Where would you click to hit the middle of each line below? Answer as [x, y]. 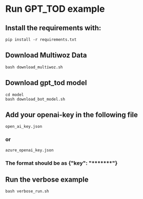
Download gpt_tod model [46, 83]
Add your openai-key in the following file [72, 115]
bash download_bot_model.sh [35, 99]
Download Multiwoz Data [46, 55]
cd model [15, 95]
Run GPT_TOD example [55, 9]
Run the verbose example [47, 180]
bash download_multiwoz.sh [34, 67]
